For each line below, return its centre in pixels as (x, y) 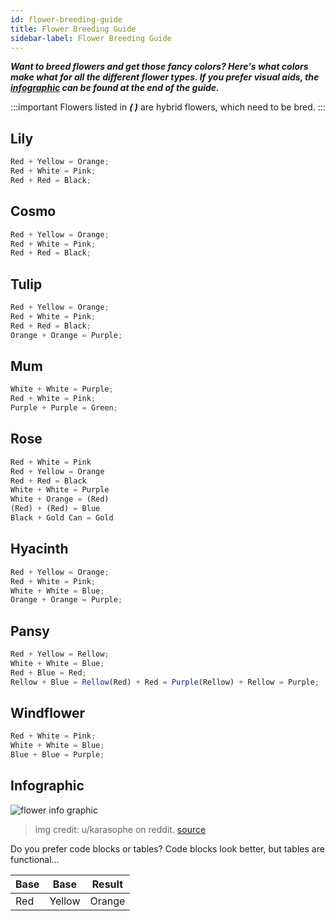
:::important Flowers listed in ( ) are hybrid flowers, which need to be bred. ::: (168, 107)
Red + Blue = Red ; (48, 672)
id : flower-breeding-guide (66, 19)
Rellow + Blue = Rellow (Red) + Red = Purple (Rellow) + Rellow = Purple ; (165, 682)
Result (107, 884)
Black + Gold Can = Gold (62, 518)
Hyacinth (39, 549)
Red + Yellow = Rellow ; (60, 654)
